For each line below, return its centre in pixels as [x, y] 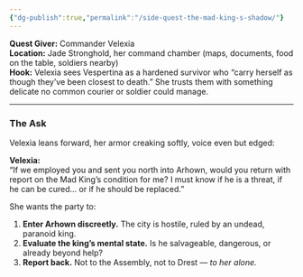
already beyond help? [63, 253]
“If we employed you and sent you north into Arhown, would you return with [150, 170]
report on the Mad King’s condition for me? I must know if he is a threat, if [146, 179]
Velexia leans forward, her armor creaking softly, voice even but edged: [142, 143]
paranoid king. [49, 233]
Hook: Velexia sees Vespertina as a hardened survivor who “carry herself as [151, 72]
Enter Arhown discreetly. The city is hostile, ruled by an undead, [143, 224]
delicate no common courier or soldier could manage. [109, 91]
